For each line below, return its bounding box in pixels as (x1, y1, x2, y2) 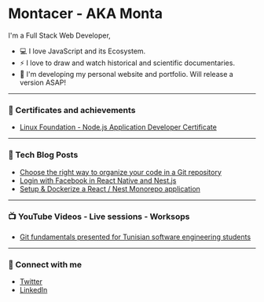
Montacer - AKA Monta (8, 5, 163, 23)
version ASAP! (19, 78, 67, 87)
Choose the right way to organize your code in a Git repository (19, 167, 222, 176)
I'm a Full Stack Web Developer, (8, 31, 112, 40)
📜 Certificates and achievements (8, 104, 136, 115)
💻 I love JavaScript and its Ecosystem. (19, 46, 146, 56)
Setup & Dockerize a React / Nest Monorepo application (19, 184, 200, 193)
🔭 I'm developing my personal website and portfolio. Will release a (19, 69, 233, 78)
